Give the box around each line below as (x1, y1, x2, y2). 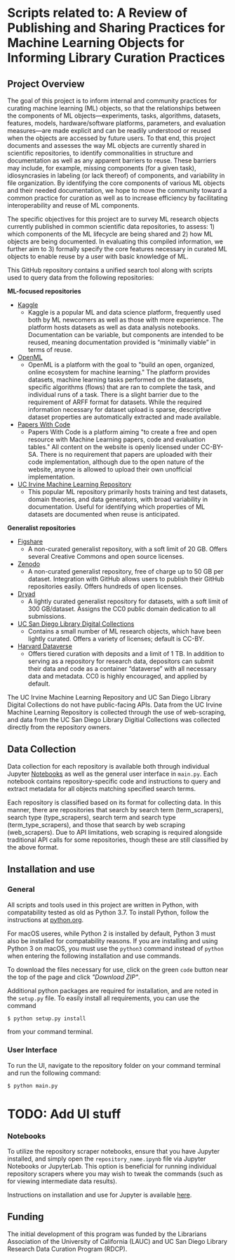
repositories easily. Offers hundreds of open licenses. (27, 582, 183, 591)
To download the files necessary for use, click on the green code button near (7, 965, 229, 974)
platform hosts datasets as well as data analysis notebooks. (27, 323, 201, 332)
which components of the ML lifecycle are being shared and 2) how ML (7, 230, 213, 238)
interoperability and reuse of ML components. (7, 201, 140, 209)
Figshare (17, 537, 43, 546)
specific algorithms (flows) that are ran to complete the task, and (27, 383, 215, 391)
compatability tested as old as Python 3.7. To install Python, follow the (7, 908, 209, 916)
